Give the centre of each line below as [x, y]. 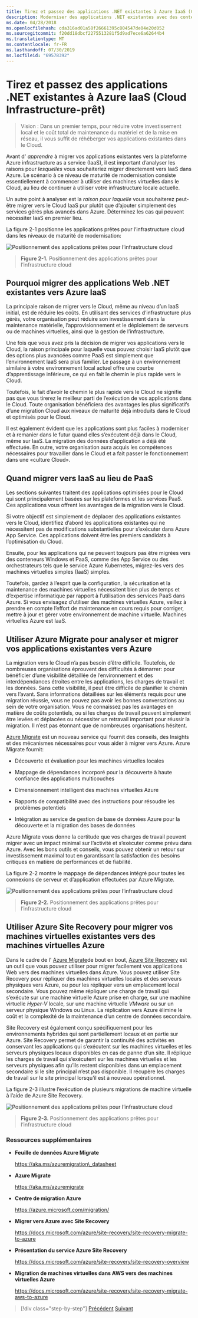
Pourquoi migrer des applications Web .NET [88, 283]
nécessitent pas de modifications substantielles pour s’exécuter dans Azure [98, 529]
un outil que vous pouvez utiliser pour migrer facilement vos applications [94, 966]
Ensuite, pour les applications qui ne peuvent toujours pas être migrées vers [98, 553]
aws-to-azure [31, 1297]
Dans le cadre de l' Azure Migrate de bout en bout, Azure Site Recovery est [97, 959]
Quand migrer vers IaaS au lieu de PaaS [80, 478]
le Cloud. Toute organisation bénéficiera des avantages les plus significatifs [98, 405]
